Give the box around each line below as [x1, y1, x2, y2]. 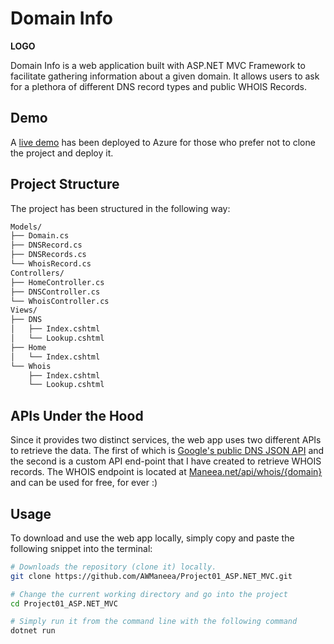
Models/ [10, 222, 43, 232]
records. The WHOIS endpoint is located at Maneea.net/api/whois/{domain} [10, 466, 323, 478]
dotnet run [10, 626, 56, 636]
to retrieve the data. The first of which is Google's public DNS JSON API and [10, 445, 325, 457]
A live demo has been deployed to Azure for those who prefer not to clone [10, 136, 316, 148]
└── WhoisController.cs [10, 296, 110, 306]
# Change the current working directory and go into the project [10, 589, 288, 599]
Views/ [10, 305, 38, 316]
